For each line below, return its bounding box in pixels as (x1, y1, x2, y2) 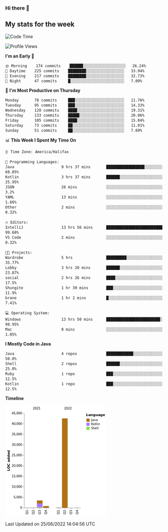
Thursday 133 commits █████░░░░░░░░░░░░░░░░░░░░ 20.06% (5, 113, 144, 118)
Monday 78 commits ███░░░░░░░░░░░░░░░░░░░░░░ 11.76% (5, 98, 144, 103)
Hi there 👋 (5, 5, 30, 12)
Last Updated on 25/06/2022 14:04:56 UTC (5, 521, 95, 527)
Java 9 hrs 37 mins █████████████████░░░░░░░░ (5, 164, 163, 169)
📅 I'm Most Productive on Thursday (5, 87, 81, 93)
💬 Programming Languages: (5, 159, 59, 164)
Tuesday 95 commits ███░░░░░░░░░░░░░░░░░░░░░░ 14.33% (5, 103, 144, 108)
